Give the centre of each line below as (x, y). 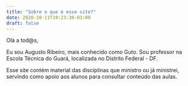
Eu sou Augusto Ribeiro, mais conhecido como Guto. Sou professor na (94, 52)
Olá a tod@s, (22, 41)
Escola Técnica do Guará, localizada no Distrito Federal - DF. (82, 59)
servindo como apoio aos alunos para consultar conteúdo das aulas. (92, 77)
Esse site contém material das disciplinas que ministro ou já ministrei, (93, 70)
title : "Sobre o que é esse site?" (51, 12)
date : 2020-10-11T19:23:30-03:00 (49, 18)
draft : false (23, 23)
